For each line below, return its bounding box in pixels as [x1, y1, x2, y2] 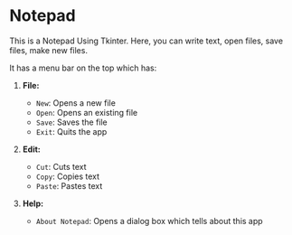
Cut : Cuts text [35, 161, 88, 172]
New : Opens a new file [35, 97, 116, 108]
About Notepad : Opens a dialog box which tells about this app [35, 215, 264, 226]
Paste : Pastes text [35, 180, 103, 191]
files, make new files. [9, 44, 89, 55]
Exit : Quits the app [35, 126, 108, 136]
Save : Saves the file [35, 117, 108, 127]
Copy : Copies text [35, 171, 100, 182]
